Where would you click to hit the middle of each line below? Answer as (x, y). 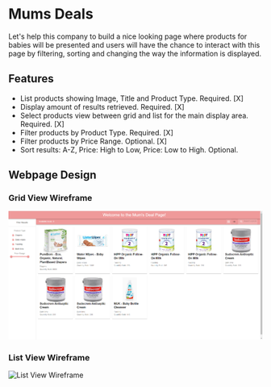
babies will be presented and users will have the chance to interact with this (134, 44)
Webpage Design (52, 175)
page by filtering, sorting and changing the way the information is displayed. (135, 53)
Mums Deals (51, 14)
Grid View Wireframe (50, 198)
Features (31, 79)
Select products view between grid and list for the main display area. (134, 115)
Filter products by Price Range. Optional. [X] (94, 141)
